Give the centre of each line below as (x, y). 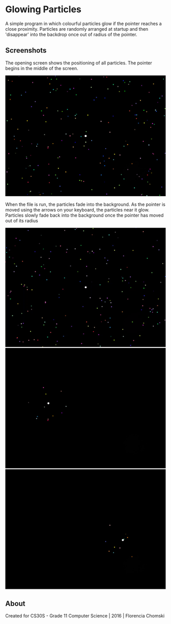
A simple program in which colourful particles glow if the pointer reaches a (83, 24)
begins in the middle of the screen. (42, 68)
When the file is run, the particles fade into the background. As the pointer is (85, 204)
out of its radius (22, 221)
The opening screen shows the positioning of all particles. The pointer (79, 63)
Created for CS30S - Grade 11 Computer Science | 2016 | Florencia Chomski (85, 616)
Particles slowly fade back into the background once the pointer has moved (84, 215)
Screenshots (26, 50)
